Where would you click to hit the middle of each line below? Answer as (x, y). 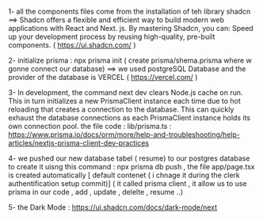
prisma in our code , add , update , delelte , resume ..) (96, 192)
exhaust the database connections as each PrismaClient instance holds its (130, 118)
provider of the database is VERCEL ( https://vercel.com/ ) (103, 77)
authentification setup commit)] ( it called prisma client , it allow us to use (128, 184)
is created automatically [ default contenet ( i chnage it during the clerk (124, 175)
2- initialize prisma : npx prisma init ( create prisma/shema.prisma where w (130, 60)
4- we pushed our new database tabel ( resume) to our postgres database (129, 158)
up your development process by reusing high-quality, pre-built (112, 36)
